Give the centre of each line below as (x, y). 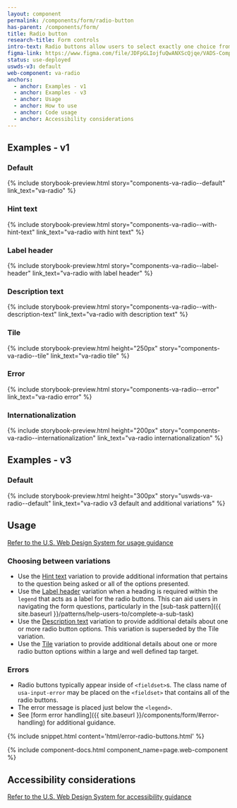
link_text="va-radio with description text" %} (123, 315)
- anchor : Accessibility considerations (74, 119)
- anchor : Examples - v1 (50, 86)
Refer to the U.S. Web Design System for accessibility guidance (99, 797)
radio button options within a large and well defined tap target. (108, 651)
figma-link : (25, 54)
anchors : (20, 80)
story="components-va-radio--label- (165, 265)
